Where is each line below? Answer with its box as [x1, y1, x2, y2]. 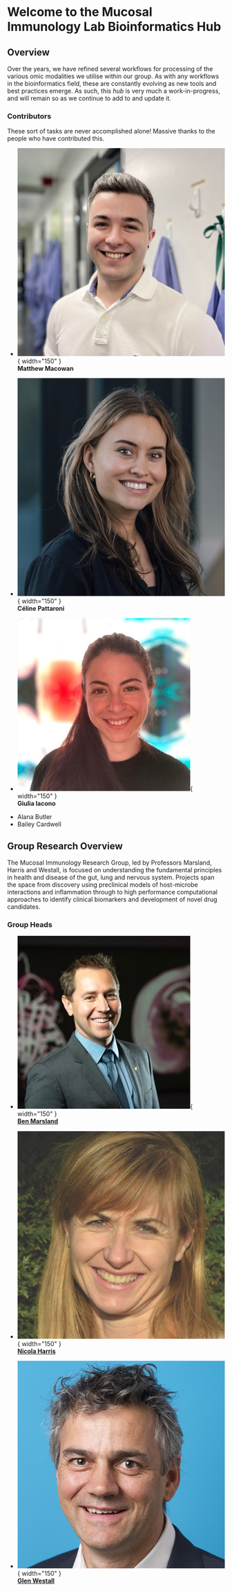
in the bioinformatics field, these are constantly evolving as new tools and [7, 80, 217, 87]
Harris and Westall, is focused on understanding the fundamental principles [7, 866, 222, 874]
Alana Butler [17, 813, 52, 821]
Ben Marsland [17, 1117, 59, 1125]
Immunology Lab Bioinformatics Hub [7, 19, 222, 35]
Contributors [7, 111, 52, 121]
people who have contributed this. [7, 134, 105, 142]
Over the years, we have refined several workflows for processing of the [7, 65, 213, 73]
